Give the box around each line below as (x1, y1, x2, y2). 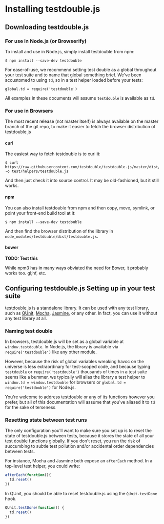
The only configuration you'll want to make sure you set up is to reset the (5, 428, 152, 433)
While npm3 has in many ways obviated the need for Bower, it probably (5, 265, 148, 271)
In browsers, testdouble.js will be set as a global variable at (5, 339, 124, 344)
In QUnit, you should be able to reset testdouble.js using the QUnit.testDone (5, 490, 157, 496)
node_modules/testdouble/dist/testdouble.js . (5, 233, 99, 239)
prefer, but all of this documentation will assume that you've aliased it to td (5, 399, 155, 405)
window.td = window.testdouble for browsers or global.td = (5, 379, 126, 385)
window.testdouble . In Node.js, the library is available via (5, 343, 119, 349)
